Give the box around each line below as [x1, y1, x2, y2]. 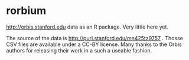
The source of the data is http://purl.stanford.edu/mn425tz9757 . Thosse [6, 34, 183, 41]
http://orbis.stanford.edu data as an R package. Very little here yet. [6, 23, 169, 30]
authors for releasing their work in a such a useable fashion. [6, 47, 152, 54]
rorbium [6, 4, 46, 17]
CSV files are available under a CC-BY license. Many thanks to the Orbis [6, 41, 182, 48]
